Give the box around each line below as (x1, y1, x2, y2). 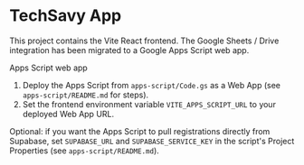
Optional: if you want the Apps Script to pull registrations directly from (9, 125, 271, 136)
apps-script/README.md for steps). (22, 89, 149, 100)
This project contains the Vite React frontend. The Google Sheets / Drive (9, 35, 280, 46)
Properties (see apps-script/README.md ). (9, 145, 160, 156)
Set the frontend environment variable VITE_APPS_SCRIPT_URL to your (22, 98, 276, 109)
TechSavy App (9, 5, 122, 26)
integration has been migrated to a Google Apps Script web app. (9, 44, 250, 55)
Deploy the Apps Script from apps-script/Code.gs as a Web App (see (22, 79, 281, 90)
